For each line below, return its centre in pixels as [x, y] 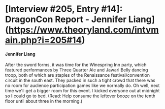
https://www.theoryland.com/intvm [84, 30]
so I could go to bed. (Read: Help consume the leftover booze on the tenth [80, 96]
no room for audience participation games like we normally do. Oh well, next [82, 86]
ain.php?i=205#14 [44, 40]
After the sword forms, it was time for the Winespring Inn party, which [76, 65]
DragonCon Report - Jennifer [66, 19]
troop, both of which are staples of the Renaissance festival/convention [78, 75]
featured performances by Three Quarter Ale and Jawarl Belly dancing [77, 70]
